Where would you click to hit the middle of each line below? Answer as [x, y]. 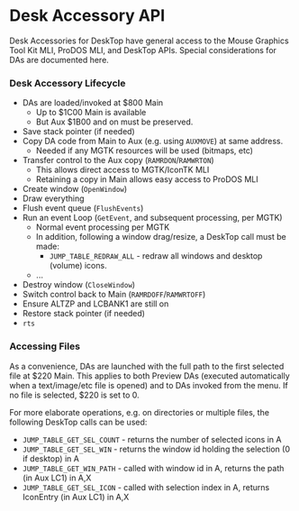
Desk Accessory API [87, 16]
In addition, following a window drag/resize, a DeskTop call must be [161, 237]
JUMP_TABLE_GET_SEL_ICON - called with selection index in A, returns [146, 487]
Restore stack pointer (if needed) [84, 314]
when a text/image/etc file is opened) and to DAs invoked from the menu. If [149, 385]
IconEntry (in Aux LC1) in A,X [76, 497]
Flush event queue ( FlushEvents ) [83, 208]
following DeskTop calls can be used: [78, 422]
